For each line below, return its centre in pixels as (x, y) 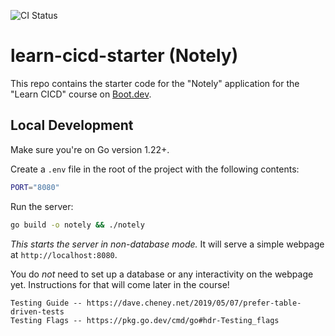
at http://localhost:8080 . (64, 254)
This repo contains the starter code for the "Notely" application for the (155, 83)
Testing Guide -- (46, 303)
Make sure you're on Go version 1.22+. (90, 149)
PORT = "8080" (35, 187)
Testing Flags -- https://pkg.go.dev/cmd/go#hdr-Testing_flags (145, 320)
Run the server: (42, 206)
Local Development (72, 125)
